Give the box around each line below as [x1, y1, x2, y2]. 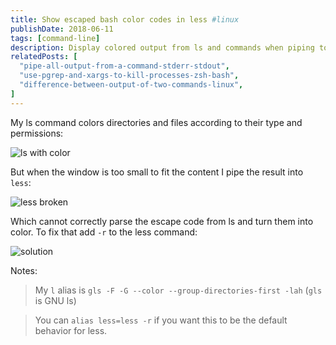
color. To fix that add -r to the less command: [10, 226, 198, 238]
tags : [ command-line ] [10, 33, 101, 43]
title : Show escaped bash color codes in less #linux [10, 14, 240, 25]
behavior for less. [34, 324, 108, 336]
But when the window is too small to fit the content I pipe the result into [10, 166, 304, 178]
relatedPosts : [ [10, 52, 78, 62]
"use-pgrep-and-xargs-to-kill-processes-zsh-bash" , [19, 71, 240, 81]
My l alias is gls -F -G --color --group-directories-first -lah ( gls [34, 284, 323, 296]
